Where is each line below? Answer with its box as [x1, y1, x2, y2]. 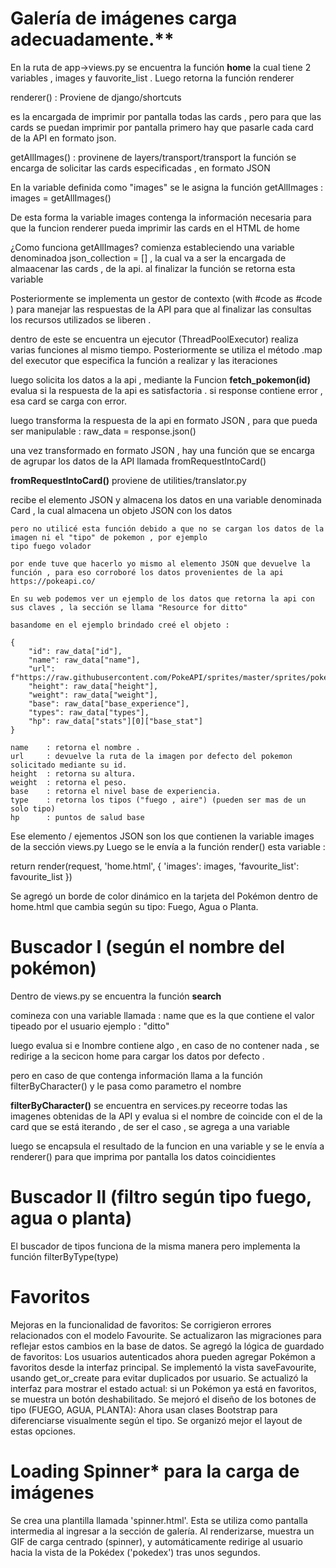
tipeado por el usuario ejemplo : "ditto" [10, 1020, 170, 1032]
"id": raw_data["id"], [28, 646, 123, 656]
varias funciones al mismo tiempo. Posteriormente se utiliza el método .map [10, 343, 323, 356]
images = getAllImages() [10, 192, 112, 204]
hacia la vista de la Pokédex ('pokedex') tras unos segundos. [10, 1546, 261, 1558]
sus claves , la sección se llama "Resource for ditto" [10, 602, 248, 612]
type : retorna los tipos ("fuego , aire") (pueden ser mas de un [10, 795, 307, 805]
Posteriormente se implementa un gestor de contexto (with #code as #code [10, 292, 323, 304]
